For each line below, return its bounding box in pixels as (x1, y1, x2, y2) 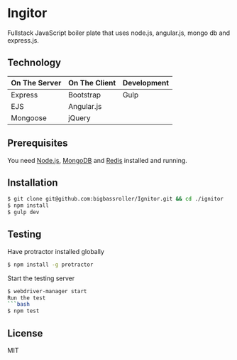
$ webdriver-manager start (7, 287, 87, 295)
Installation (7, 176, 58, 189)
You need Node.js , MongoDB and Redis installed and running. (7, 156, 188, 164)
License (7, 327, 43, 339)
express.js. (7, 36, 39, 44)
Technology (7, 57, 62, 69)
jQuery (68, 112, 91, 122)
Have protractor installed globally (7, 247, 105, 255)
